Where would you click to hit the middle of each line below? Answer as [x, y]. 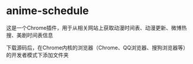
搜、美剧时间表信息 [30, 35]
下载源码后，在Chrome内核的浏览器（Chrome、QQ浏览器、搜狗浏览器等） [97, 48]
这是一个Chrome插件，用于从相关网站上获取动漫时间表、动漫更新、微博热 [96, 28]
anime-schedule [48, 11]
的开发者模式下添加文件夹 [37, 55]
